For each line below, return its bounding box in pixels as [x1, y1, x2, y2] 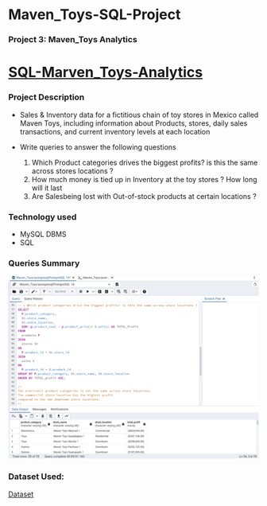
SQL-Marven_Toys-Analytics [8, 64, 203, 81]
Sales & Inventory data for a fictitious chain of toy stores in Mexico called [19, 110, 259, 119]
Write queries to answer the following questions [19, 142, 176, 152]
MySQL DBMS [19, 229, 67, 239]
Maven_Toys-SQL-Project [8, 6, 181, 24]
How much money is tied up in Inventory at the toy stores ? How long [31, 174, 257, 184]
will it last [31, 183, 63, 193]
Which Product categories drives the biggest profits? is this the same [31, 158, 258, 167]
